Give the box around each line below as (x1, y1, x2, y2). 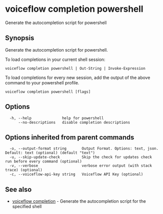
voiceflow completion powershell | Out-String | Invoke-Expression (5, 66, 146, 71)
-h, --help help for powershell (9, 115, 104, 121)
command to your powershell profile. (5, 80, 79, 85)
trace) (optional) (5, 168, 43, 173)
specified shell (12, 204, 42, 210)
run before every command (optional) (5, 159, 82, 164)
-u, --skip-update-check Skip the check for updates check (9, 155, 152, 160)
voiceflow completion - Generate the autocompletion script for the (12, 198, 146, 204)
